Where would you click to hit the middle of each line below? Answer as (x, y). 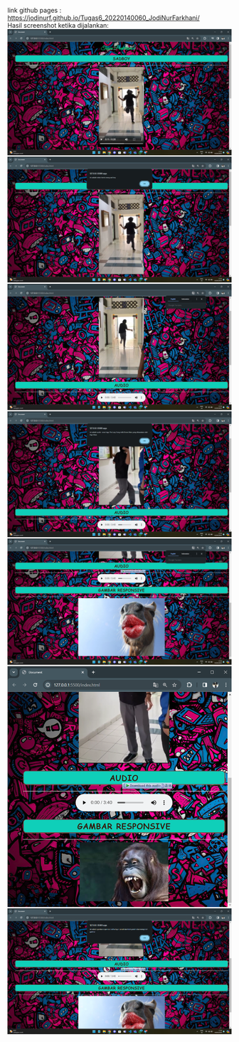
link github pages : (34, 10)
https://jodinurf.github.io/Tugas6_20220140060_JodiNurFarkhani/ (104, 18)
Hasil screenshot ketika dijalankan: (58, 25)
